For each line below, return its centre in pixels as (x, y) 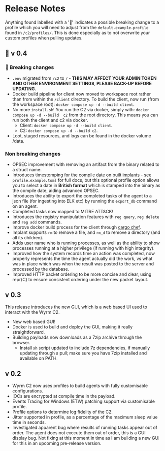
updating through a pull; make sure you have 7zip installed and (83, 353)
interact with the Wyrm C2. (33, 312)
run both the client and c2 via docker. (50, 120)
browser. (21, 342)
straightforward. (29, 332)
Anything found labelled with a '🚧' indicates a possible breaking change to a (82, 22)
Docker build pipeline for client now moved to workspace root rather (82, 94)
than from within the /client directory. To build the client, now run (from (85, 99)
